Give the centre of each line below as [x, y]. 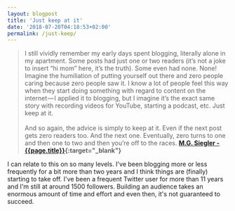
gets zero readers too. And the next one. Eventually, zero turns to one [125, 136]
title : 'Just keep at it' [45, 20]
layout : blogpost [33, 14]
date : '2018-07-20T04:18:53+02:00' [59, 27]
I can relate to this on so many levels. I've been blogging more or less [107, 164]
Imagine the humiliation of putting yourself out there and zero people [124, 76]
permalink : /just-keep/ [42, 33]
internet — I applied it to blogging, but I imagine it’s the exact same [120, 98]
